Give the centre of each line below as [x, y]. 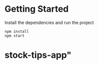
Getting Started [37, 9]
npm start [15, 36]
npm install [17, 31]
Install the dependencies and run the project [49, 22]
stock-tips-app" [38, 55]
